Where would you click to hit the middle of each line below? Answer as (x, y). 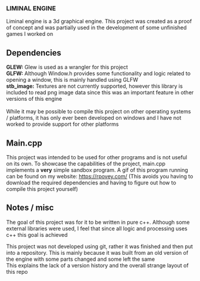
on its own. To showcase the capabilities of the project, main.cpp (86, 163)
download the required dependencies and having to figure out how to (91, 183)
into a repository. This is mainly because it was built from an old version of (97, 252)
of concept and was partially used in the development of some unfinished (96, 27)
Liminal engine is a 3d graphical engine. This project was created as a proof (99, 21)
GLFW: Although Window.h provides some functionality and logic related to (99, 73)
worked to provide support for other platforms (62, 124)
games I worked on (30, 34)
